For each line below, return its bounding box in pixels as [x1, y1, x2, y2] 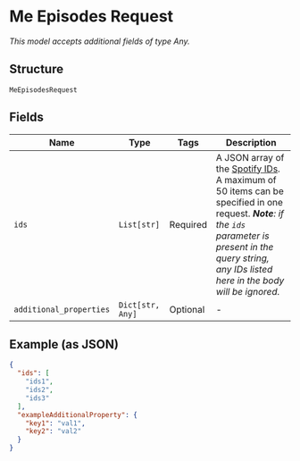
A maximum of [215, 173, 277, 186]
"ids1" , [25, 377, 54, 386]
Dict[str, [118, 299, 161, 310]
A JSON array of [215, 151, 285, 163]
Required [169, 218, 208, 230]
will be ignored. [215, 285, 280, 298]
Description [225, 136, 277, 148]
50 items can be [215, 185, 284, 197]
